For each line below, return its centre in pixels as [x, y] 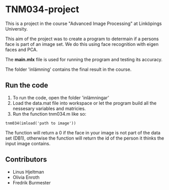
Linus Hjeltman [28, 172]
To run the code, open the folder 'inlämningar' [61, 97]
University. [17, 29]
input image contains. [28, 143]
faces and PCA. [22, 49]
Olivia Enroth [26, 177]
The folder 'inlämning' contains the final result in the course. [68, 69]
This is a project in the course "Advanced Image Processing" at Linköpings [83, 23]
